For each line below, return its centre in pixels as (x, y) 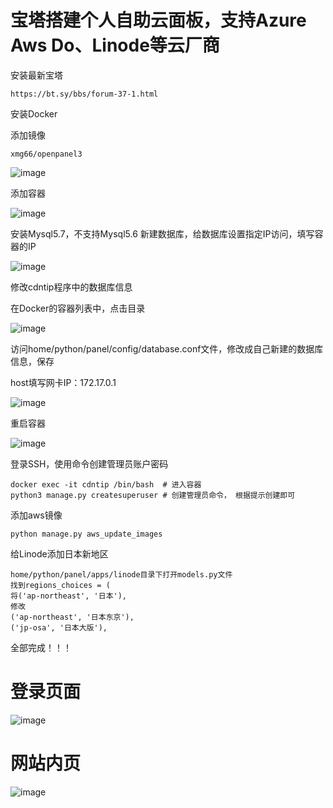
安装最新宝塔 (36, 75)
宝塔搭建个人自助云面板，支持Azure (158, 20)
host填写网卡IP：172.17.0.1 (63, 382)
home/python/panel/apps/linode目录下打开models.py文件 (121, 574)
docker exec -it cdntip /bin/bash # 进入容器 (106, 484)
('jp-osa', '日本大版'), (59, 627)
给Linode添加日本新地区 (59, 553)
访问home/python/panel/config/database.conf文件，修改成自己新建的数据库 (167, 348)
